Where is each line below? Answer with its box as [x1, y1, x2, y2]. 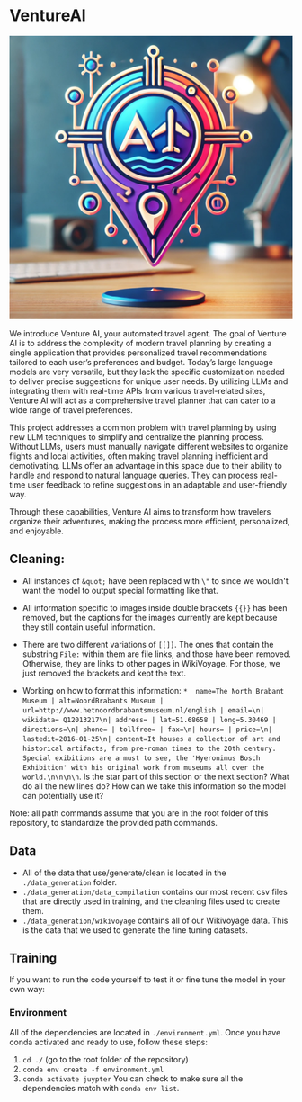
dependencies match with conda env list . [22, 1082, 180, 1093]
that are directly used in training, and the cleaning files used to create [22, 896, 280, 907]
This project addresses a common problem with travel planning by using [9, 422, 277, 433]
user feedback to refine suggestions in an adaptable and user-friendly [27, 479, 288, 490]
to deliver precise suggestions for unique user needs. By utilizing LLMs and [9, 375, 289, 387]
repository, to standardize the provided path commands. [9, 817, 218, 828]
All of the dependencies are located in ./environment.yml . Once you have [9, 1026, 281, 1037]
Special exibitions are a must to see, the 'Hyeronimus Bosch [22, 753, 261, 763]
